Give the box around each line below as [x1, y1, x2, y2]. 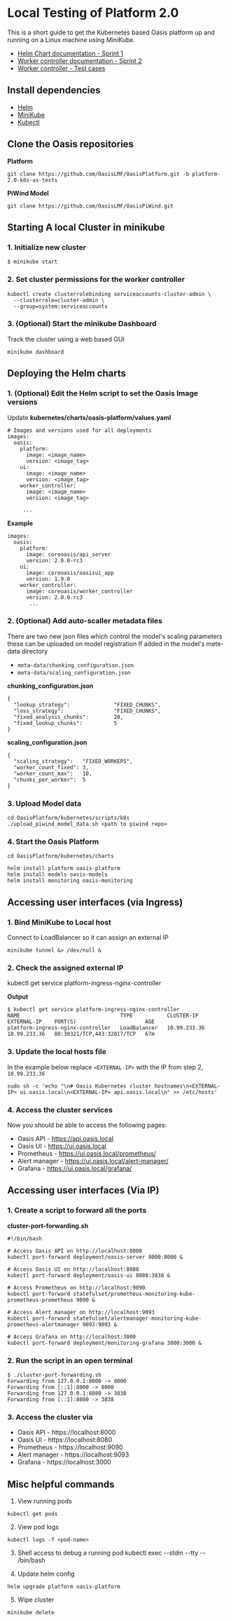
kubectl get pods [7, 1511, 58, 1518]
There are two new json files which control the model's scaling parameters [7, 632, 223, 640]
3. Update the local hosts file [7, 1047, 107, 1057]
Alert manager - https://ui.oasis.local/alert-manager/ [17, 1157, 169, 1165]
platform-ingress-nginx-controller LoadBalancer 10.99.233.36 [7, 1025, 205, 1032]
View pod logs [17, 1523, 59, 1532]
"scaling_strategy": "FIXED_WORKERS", [13, 757, 133, 765]
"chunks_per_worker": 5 [13, 776, 86, 783]
